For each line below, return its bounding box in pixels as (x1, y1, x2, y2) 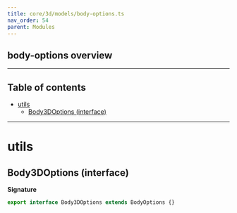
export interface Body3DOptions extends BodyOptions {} (7, 199, 175, 206)
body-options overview (7, 49, 113, 61)
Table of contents (7, 82, 86, 93)
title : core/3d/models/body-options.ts (7, 10, 125, 18)
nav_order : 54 (7, 17, 49, 24)
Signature (7, 186, 37, 193)
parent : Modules (7, 23, 55, 30)
